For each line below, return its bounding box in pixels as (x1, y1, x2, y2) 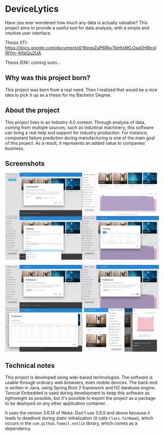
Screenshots (5, 159, 45, 168)
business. (5, 145, 24, 151)
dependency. (5, 426, 32, 432)
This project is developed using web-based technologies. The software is (5, 374, 153, 381)
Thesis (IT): (5, 39, 28, 45)
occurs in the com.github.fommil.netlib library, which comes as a (5, 420, 138, 426)
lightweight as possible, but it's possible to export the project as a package (5, 395, 156, 401)
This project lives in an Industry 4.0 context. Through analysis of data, (5, 119, 145, 125)
